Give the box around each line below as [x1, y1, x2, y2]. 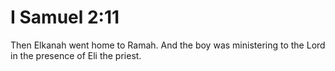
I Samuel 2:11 [10, 6, 120, 29]
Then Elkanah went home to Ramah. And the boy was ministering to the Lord [10, 39, 326, 51]
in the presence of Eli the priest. [10, 49, 142, 61]
